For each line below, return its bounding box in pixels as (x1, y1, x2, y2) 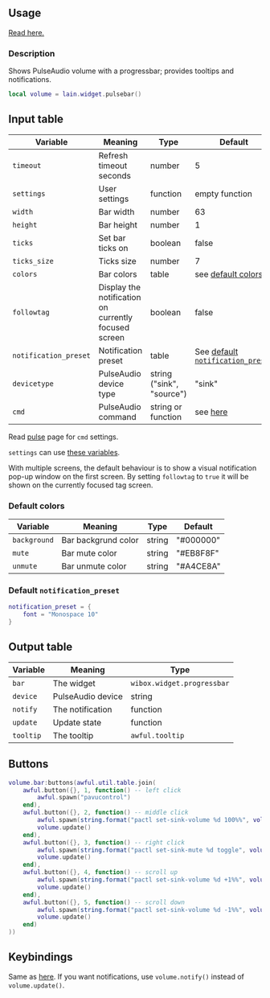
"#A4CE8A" (176, 561, 221, 572)
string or (149, 401, 182, 413)
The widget (52, 677, 96, 688)
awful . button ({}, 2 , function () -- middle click (22, 808, 189, 817)
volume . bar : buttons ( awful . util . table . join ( (8, 778, 157, 786)
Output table (8, 640, 73, 654)
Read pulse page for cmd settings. (8, 432, 119, 442)
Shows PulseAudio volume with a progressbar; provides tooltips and (8, 66, 235, 76)
